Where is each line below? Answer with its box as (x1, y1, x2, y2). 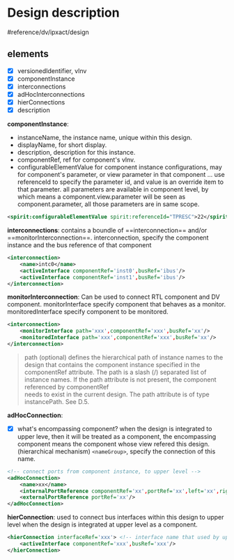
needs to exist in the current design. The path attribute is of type (24, 390, 210, 398)
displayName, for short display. (17, 141, 107, 149)
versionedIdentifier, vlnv (17, 66, 87, 75)
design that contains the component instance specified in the (24, 360, 201, 368)
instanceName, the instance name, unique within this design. (17, 134, 193, 142)
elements (7, 48, 49, 60)
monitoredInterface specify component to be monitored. (7, 308, 169, 316)
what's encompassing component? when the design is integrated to (17, 424, 212, 433)
